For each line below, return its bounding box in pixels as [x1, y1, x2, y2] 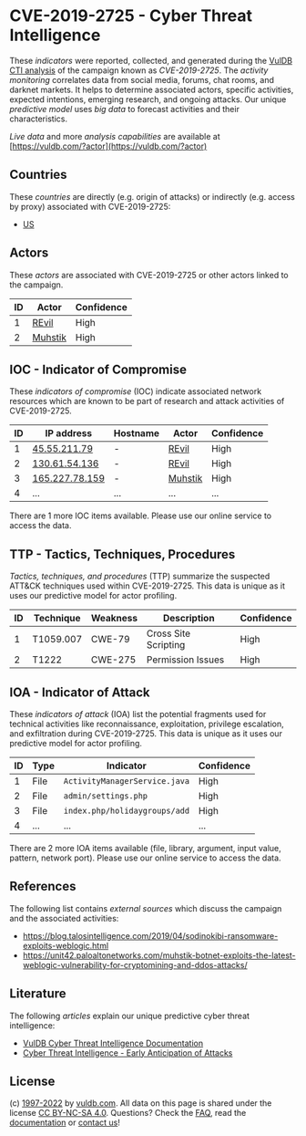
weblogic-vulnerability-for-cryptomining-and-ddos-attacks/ [22, 959, 248, 970]
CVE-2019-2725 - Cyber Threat [9, 5, 253, 26]
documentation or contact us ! [9, 1117, 121, 1128]
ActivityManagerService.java [63, 776, 189, 786]
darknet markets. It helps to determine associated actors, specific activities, [9, 84, 294, 95]
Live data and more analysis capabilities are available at [9, 130, 220, 141]
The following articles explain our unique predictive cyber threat [9, 1010, 250, 1021]
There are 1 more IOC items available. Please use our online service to [9, 510, 271, 521]
